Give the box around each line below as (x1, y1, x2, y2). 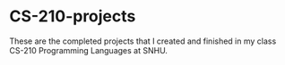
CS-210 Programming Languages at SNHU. (9, 45, 168, 55)
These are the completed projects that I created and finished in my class (9, 36, 277, 46)
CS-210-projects (9, 6, 136, 27)
